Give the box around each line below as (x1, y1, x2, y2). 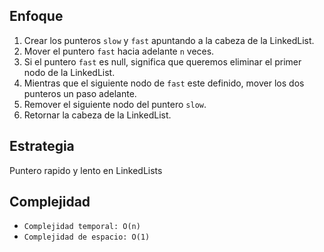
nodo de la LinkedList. (23, 66, 116, 78)
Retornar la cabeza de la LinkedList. (23, 109, 172, 121)
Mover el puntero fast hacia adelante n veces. (23, 45, 215, 57)
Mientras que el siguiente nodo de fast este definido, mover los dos (23, 77, 305, 89)
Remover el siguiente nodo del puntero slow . (23, 98, 207, 110)
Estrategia (9, 138, 75, 155)
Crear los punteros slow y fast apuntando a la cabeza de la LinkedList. (23, 34, 315, 46)
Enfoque (9, 8, 64, 25)
